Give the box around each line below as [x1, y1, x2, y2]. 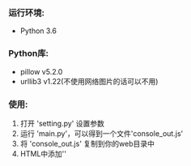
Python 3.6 [19, 26, 57, 36]
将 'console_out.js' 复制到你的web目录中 [19, 138, 155, 148]
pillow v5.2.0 [19, 66, 63, 76]
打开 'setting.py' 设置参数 [19, 118, 105, 128]
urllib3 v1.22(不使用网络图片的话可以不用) [19, 76, 159, 86]
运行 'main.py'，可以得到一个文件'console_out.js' [19, 128, 184, 138]
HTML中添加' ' [19, 148, 67, 159]
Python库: [8, 48, 49, 59]
